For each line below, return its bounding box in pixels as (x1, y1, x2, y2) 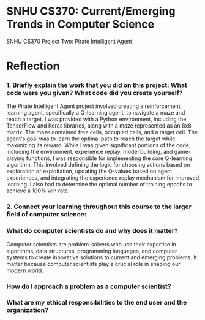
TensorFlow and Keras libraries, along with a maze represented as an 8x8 (6, 122, 192, 129)
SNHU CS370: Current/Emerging (6, 4, 176, 18)
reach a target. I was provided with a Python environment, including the (6, 115, 187, 123)
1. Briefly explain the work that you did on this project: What (6, 81, 188, 90)
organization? (6, 306, 49, 314)
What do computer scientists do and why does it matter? (6, 227, 179, 235)
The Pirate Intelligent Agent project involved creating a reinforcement (6, 102, 181, 110)
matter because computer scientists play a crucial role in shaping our (6, 260, 181, 267)
